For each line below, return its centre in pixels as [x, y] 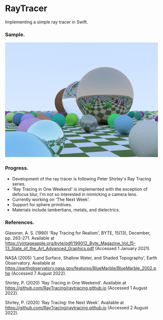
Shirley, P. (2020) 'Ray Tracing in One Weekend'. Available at [66, 283]
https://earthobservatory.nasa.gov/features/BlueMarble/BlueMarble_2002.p [81, 268]
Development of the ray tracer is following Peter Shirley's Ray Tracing [81, 178]
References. [20, 222]
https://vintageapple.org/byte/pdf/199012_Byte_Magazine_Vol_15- [70, 243]
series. [19, 184]
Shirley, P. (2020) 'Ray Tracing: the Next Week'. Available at [65, 302]
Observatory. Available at [30, 263]
